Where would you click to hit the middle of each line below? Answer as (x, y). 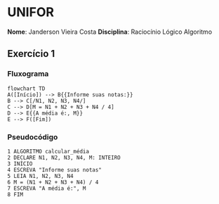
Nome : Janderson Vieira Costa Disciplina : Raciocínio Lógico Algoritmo (110, 32)
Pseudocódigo (33, 136)
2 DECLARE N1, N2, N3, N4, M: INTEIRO (64, 158)
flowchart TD (26, 89)
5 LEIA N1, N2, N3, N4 (40, 176)
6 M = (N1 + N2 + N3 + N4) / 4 (53, 182)
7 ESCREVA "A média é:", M (47, 188)
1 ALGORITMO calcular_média (48, 151)
